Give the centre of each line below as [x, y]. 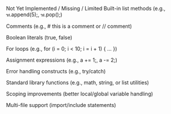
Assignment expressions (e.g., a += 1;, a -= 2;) [62, 60]
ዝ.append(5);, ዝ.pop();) [34, 15]
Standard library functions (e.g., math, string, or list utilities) [78, 83]
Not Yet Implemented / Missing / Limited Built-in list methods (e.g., [86, 8]
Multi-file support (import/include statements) [61, 105]
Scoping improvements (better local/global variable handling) [80, 94]
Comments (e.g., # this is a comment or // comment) [69, 26]
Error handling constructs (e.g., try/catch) [56, 71]
